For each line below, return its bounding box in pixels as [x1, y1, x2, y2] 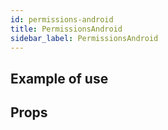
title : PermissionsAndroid [10, 24, 123, 34]
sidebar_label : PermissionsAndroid [10, 33, 159, 43]
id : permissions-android [10, 14, 114, 25]
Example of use [10, 70, 109, 87]
